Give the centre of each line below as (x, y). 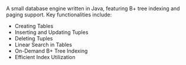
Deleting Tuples (34, 38)
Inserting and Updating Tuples (51, 32)
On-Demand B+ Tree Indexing (51, 51)
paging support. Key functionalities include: (59, 15)
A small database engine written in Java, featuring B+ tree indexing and (93, 8)
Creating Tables (34, 26)
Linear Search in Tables (43, 45)
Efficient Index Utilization (45, 57)
